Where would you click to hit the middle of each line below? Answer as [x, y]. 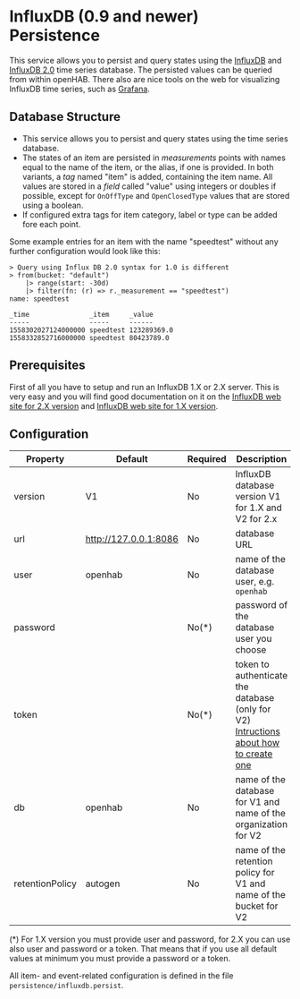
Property [45, 459]
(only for [253, 709]
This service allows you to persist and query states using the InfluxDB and [146, 60]
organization [262, 824]
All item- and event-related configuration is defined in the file [121, 976]
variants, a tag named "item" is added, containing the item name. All [147, 176]
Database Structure [65, 117]
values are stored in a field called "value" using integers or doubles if [149, 186]
